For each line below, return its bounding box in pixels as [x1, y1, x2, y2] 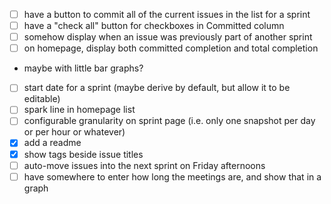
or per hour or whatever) [23, 126, 126, 138]
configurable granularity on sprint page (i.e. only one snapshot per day [23, 115, 316, 127]
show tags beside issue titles [23, 148, 144, 160]
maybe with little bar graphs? [23, 62, 144, 74]
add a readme [23, 137, 82, 149]
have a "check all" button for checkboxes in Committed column [23, 20, 285, 32]
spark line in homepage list [23, 104, 136, 116]
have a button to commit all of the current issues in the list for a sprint [23, 9, 311, 20]
